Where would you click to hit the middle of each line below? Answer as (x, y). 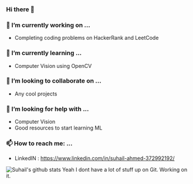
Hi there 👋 (21, 9)
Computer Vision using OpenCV (53, 66)
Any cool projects (36, 94)
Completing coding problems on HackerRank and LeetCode (87, 38)
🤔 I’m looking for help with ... (48, 109)
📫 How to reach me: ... (39, 144)
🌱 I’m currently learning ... (44, 53)
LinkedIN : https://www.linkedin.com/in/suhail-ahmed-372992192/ (94, 158)
